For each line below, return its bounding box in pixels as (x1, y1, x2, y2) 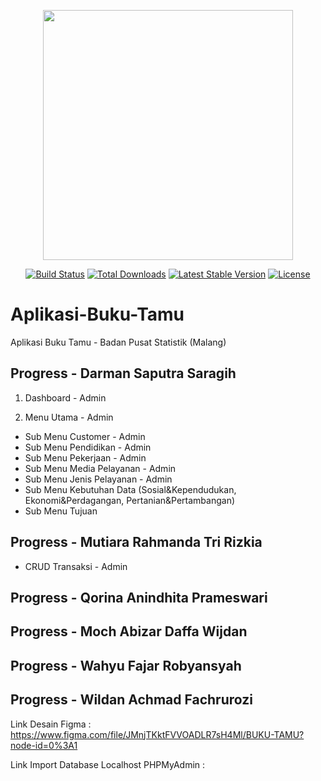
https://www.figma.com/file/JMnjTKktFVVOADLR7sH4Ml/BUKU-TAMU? (10, 728, 305, 740)
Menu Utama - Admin (24, 411, 114, 423)
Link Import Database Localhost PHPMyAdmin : (10, 758, 206, 770)
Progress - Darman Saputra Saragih (10, 365, 237, 382)
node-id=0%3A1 (10, 739, 78, 751)
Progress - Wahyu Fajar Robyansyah (10, 657, 242, 674)
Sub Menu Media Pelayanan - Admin (24, 462, 177, 474)
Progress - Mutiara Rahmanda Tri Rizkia (10, 534, 263, 551)
